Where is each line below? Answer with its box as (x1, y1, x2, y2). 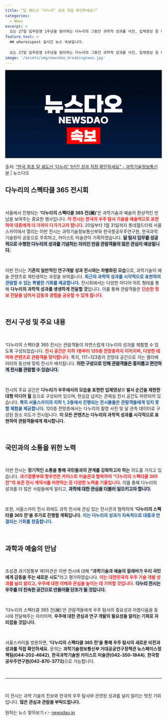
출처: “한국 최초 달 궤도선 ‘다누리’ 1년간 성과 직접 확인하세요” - (5, 164, 125, 169)
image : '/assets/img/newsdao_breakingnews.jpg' (5, 55, 106, 60)
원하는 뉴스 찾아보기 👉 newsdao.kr (5, 710, 76, 716)
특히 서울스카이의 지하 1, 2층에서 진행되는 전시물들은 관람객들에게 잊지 (19, 399, 154, 405)
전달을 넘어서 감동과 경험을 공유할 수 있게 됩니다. (10, 292, 103, 298)
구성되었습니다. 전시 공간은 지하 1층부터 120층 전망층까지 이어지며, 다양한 (14, 348, 155, 354)
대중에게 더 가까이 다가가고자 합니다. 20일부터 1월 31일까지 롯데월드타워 (14, 222, 153, 228)
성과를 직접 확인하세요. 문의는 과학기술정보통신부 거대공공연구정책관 (5, 646, 137, 652)
